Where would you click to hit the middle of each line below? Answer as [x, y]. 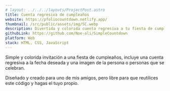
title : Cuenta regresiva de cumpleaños [47, 15]
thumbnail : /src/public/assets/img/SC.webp [52, 24]
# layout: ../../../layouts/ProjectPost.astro [55, 10]
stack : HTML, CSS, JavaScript [37, 43]
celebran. [15, 68]
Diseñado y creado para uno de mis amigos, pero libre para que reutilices [82, 78]
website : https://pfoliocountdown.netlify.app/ [56, 19]
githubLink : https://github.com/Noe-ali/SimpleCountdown [67, 33]
